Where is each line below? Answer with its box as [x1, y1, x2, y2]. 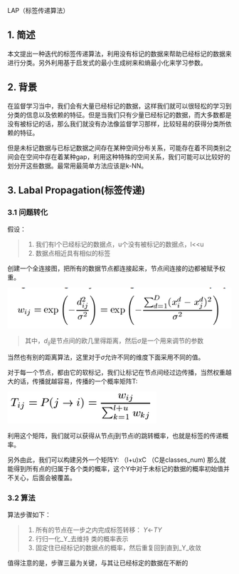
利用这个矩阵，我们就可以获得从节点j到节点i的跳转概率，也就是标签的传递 [7, 431, 223, 440]
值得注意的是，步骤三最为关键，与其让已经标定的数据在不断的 [7, 559, 188, 568]
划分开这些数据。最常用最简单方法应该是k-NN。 [7, 161, 148, 170]
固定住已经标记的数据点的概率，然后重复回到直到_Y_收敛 [35, 543, 201, 552]
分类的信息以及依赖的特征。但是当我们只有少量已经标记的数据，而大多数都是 [7, 110, 232, 119]
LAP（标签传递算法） [7, 6, 70, 14]
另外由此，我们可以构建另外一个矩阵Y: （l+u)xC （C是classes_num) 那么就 [7, 455, 226, 464]
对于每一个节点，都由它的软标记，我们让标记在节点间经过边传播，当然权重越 [7, 368, 232, 376]
